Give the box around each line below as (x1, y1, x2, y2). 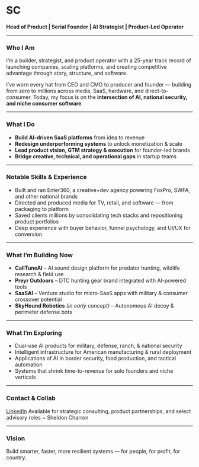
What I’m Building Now (6, 251, 73, 259)
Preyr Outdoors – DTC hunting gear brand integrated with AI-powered (14, 277, 187, 284)
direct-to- (145, 87, 169, 95)
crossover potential (14, 296, 62, 303)
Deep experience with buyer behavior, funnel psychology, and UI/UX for (14, 224, 191, 231)
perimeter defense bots (14, 309, 72, 316)
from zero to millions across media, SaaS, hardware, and (6, 87, 144, 95)
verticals (14, 374, 36, 381)
